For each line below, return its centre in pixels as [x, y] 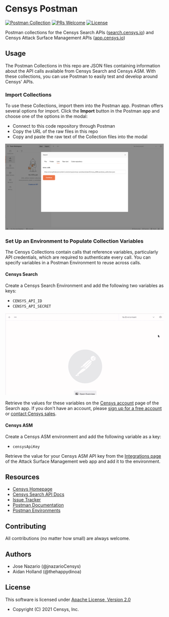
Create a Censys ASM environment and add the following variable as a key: [83, 436]
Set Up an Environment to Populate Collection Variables [74, 241]
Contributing [26, 526]
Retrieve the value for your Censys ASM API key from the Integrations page [83, 456]
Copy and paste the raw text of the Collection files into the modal [80, 137]
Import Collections [28, 94]
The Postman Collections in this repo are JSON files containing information [83, 65]
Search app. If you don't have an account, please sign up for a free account [83, 408]
